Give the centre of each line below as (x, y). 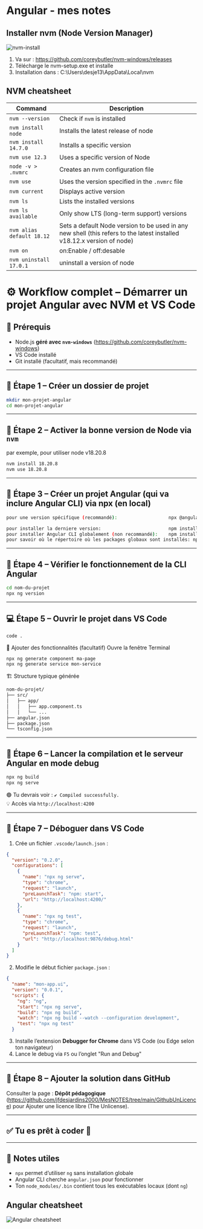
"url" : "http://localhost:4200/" (64, 899)
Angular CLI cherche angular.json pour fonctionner (79, 1180)
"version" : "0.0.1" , (37, 990)
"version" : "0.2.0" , (37, 860)
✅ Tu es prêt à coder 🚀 (49, 1131)
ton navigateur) (34, 1047)
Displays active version (92, 191)
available (23, 216)
